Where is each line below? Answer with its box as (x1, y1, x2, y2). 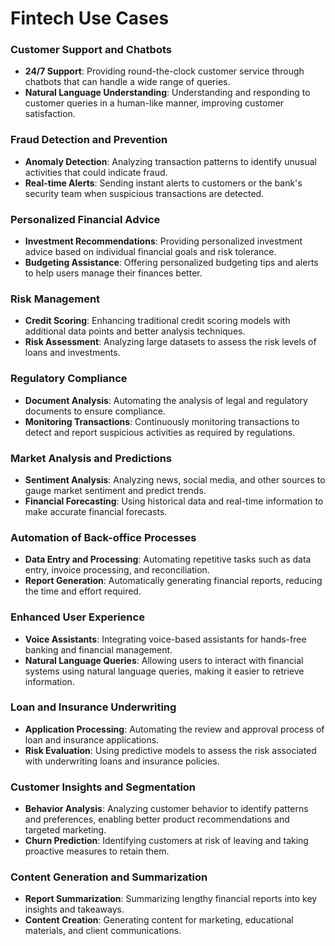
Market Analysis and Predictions (10, 451, 173, 465)
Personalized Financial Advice (10, 212, 161, 226)
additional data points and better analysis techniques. (24, 325, 246, 337)
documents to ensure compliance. (24, 405, 166, 417)
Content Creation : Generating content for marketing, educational (24, 914, 294, 926)
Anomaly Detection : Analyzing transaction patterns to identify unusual (24, 155, 317, 167)
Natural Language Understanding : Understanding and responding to (24, 87, 311, 99)
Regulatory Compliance (10, 372, 128, 386)
